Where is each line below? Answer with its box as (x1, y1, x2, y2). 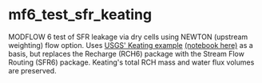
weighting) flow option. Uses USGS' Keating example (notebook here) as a (8, 40, 253, 49)
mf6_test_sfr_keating (8, 6, 153, 24)
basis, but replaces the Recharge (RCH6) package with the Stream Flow (8, 49, 245, 58)
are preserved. (8, 65, 58, 75)
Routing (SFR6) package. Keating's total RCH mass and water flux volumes (8, 57, 255, 67)
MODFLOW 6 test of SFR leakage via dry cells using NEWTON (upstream (8, 32, 248, 41)
